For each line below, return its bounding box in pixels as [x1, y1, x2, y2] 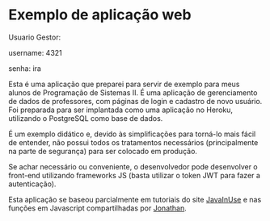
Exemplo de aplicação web [8, 6, 192, 24]
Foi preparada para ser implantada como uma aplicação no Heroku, [8, 105, 233, 115]
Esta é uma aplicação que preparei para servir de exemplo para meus [8, 79, 240, 89]
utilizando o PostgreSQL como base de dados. [8, 113, 163, 123]
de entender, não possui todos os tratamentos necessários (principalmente [8, 137, 259, 147]
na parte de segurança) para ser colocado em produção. [8, 146, 198, 156]
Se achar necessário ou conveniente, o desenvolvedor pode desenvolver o [8, 161, 259, 171]
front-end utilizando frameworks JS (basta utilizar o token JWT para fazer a [8, 170, 261, 180]
